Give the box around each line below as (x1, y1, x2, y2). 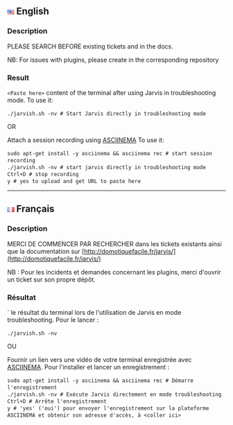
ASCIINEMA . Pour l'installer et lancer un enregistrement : (7, 363, 170, 371)
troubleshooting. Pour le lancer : (7, 315, 99, 324)
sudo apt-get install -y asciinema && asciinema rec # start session (7, 150, 213, 157)
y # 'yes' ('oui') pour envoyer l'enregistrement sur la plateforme (7, 405, 209, 412)
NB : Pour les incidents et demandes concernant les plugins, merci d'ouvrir (7, 268, 221, 276)
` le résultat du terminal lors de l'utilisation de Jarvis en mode (7, 308, 182, 316)
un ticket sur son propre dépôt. (7, 275, 96, 284)
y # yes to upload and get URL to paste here (7, 177, 141, 184)
